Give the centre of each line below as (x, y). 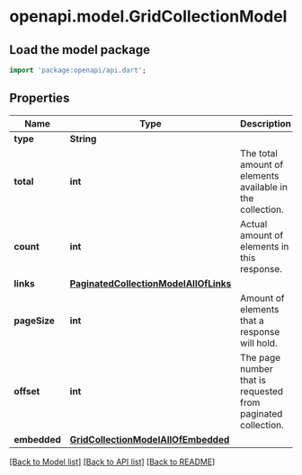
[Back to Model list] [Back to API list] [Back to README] (112, 462)
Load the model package (80, 50)
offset (27, 391)
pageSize (35, 321)
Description (266, 123)
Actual (253, 224)
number (256, 368)
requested (262, 391)
